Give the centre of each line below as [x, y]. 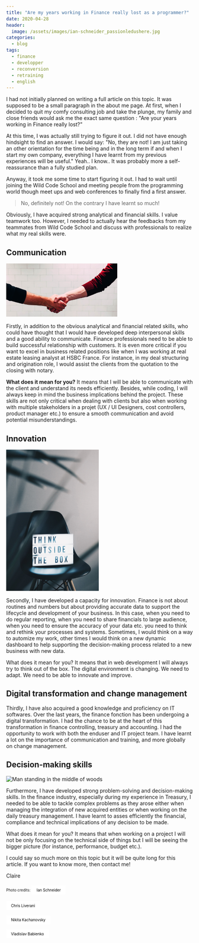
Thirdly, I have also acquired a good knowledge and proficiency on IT [91, 708]
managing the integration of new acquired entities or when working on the [97, 809]
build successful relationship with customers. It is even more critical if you [97, 345]
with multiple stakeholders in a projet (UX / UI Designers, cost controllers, [96, 407]
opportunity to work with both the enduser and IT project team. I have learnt [99, 733]
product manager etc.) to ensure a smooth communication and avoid [90, 414]
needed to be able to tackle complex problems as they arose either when [95, 803]
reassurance [21, 168]
